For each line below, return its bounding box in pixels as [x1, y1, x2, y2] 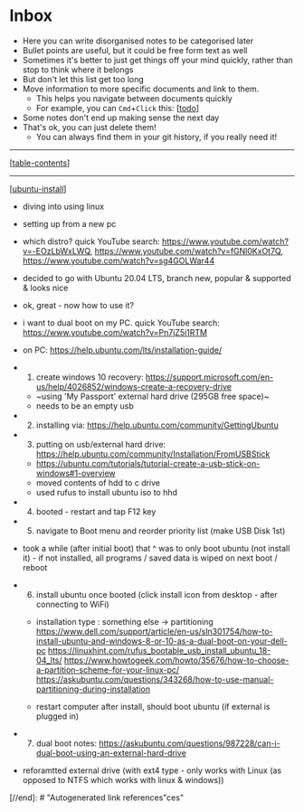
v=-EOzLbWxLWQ [22, 245, 90, 256]
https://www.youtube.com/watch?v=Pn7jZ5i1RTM [22, 326, 208, 337]
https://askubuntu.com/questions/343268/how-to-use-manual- [35, 674, 274, 685]
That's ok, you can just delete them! [22, 121, 157, 132]
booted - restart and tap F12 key [35, 505, 157, 516]
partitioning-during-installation [35, 684, 151, 694]
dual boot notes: [35, 738, 98, 749]
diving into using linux [22, 201, 105, 212]
